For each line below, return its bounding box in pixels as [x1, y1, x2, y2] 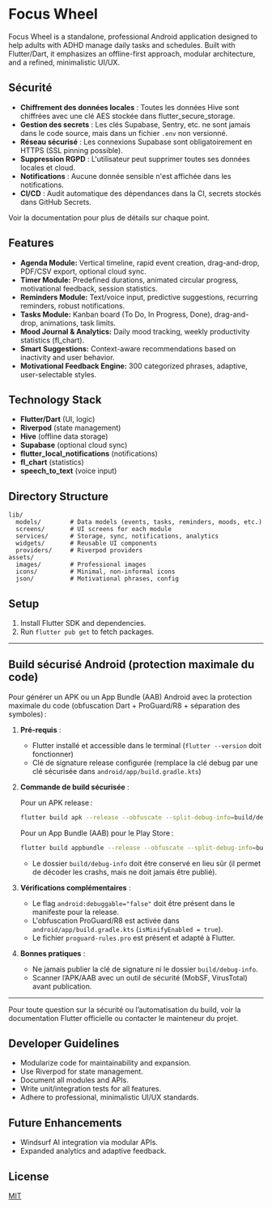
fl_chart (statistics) [19, 457, 85, 467]
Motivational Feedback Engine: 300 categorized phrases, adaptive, [19, 361, 249, 371]
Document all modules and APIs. [19, 1075, 130, 1085]
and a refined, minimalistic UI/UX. [8, 57, 120, 67]
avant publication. [32, 981, 92, 991]
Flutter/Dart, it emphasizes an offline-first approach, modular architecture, [8, 49, 256, 58]
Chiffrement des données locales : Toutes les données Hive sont [19, 102, 240, 112]
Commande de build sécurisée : [19, 782, 130, 792]
